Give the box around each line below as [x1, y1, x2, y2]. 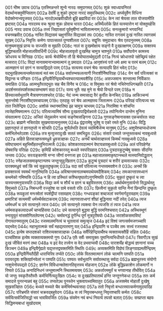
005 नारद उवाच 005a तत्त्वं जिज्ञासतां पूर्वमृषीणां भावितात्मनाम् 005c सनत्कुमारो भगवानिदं [5, 27, 143, 32]
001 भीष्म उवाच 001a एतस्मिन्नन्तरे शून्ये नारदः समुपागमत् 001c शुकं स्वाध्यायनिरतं [5, 5, 131, 10]
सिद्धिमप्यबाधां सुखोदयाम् [5, 300, 41, 306]
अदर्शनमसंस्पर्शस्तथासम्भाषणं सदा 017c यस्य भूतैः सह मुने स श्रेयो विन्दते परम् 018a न [5, 87, 135, 92]
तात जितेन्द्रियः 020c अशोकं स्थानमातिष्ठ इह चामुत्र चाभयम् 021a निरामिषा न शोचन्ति [5, 103, 135, 109]
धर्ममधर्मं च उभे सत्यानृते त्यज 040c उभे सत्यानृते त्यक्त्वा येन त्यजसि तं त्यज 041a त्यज [5, 202, 140, 207]
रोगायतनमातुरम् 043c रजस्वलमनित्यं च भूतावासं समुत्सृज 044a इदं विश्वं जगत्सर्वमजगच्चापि [5, 218, 146, 224]
